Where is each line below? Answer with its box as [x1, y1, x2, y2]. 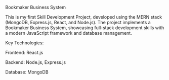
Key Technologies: [5, 40, 44, 46]
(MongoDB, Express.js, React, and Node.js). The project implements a [5, 20, 151, 25]
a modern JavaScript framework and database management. [5, 30, 133, 36]
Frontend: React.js [5, 50, 44, 55]
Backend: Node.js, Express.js [5, 59, 66, 65]
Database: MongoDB [5, 69, 49, 75]
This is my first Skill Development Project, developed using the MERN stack [5, 14, 162, 20]
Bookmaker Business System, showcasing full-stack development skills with [5, 25, 164, 31]
